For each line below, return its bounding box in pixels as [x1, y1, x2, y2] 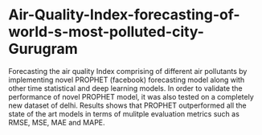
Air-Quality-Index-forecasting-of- [8, 6, 240, 24]
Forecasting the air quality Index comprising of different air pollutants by [8, 66, 248, 76]
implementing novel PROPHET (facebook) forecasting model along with [8, 75, 245, 84]
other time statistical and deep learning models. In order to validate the [8, 83, 243, 93]
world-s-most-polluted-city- [8, 22, 205, 41]
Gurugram [8, 40, 78, 58]
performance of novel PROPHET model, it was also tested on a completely [8, 92, 255, 101]
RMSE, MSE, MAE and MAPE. [8, 117, 106, 127]
